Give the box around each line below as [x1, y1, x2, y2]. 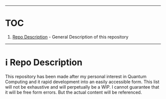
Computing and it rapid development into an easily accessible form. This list [5, 79, 160, 85]
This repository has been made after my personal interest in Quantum [5, 73, 147, 79]
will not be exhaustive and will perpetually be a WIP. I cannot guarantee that [5, 84, 160, 90]
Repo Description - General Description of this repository [12, 34, 128, 40]
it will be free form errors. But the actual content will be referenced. [5, 89, 142, 95]
